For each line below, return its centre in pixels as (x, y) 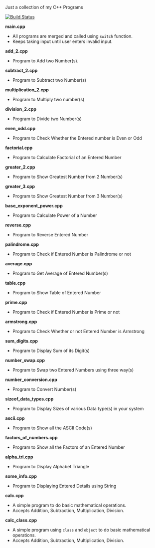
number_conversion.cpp (31, 379)
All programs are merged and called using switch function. (73, 36)
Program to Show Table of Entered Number (57, 293)
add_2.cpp (17, 51)
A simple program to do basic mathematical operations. (69, 505)
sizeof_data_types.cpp (29, 399)
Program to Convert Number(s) (44, 389)
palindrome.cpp (22, 244)
